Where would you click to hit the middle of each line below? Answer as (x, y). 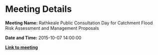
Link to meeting (22, 47)
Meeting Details (39, 9)
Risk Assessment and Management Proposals (52, 28)
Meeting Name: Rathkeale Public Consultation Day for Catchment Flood (79, 23)
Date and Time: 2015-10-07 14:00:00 (43, 38)
